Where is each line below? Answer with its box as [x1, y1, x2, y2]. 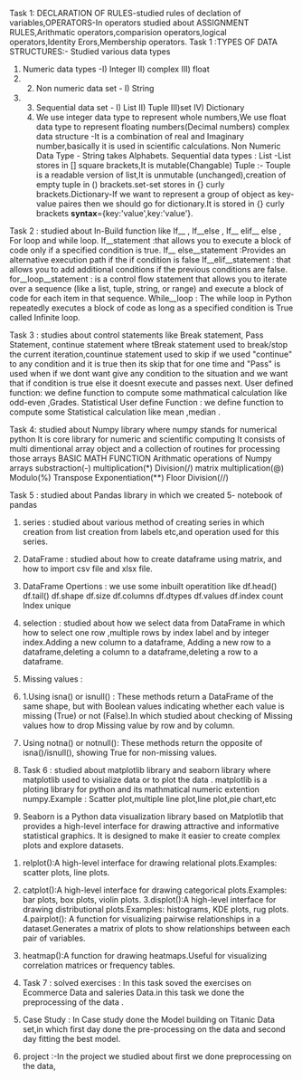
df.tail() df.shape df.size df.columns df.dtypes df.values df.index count [22, 590, 284, 601]
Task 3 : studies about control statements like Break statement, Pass [9, 330, 264, 340]
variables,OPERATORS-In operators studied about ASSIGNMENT [9, 17, 250, 28]
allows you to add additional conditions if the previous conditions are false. [9, 264, 288, 274]
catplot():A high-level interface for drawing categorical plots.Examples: [22, 884, 288, 895]
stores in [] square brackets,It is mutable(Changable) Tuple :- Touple [35, 160, 291, 170]
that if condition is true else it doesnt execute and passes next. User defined [9, 378, 294, 388]
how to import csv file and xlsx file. [22, 563, 154, 574]
